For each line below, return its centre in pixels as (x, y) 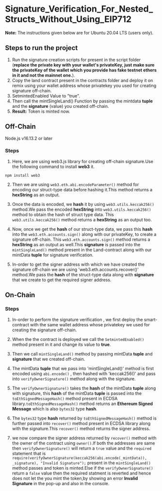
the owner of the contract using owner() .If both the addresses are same (83, 443)
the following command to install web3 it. (53, 167)
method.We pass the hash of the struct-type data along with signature (83, 274)
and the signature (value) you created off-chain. (60, 106)
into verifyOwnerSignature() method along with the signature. (74, 379)
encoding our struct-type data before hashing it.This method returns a (82, 189)
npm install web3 (23, 175)
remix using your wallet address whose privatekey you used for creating (84, 85)
